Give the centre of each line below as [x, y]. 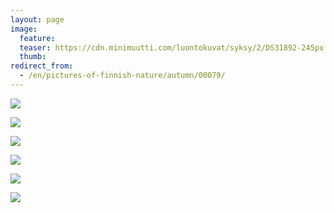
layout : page [37, 19]
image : [24, 29]
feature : [37, 38]
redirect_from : [42, 66]
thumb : [33, 57]
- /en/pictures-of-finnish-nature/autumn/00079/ [122, 76]
